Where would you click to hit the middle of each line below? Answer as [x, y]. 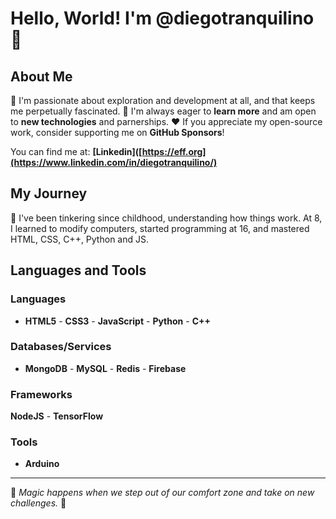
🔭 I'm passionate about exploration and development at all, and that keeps [163, 100]
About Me [41, 76]
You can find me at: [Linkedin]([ [76, 151]
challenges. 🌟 [38, 503]
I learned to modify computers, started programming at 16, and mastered [160, 228]
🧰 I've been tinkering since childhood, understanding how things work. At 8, [166, 218]
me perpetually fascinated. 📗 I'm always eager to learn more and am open [163, 111]
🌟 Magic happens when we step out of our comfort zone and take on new [162, 493]
